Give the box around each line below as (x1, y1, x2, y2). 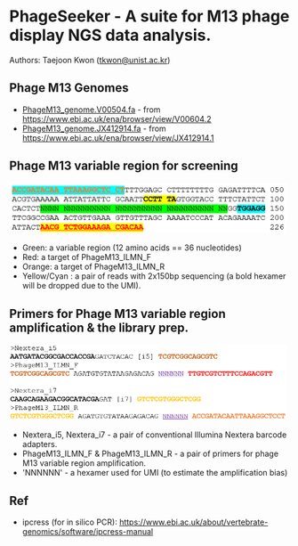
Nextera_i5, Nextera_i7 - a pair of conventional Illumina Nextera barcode (21, 429, 287, 440)
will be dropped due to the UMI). (21, 281, 141, 291)
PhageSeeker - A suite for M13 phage (9, 6, 290, 27)
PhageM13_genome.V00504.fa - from (21, 104, 161, 115)
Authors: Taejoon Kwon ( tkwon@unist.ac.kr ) (9, 54, 171, 65)
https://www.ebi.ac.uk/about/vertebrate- (118, 517, 269, 527)
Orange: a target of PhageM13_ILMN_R (21, 261, 165, 273)
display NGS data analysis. (9, 25, 212, 45)
